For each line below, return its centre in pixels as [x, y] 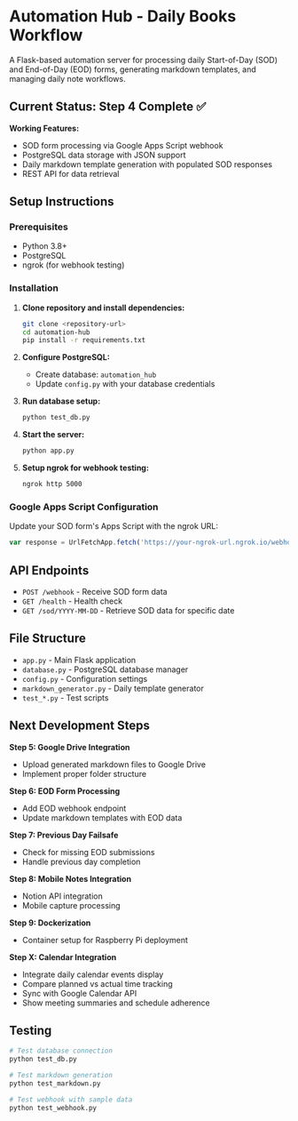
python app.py [48, 451]
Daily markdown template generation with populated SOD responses [147, 164]
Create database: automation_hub [96, 374]
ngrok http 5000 [52, 484]
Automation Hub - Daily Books [123, 16]
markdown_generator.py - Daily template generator [113, 688]
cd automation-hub [56, 332]
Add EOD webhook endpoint [74, 808]
